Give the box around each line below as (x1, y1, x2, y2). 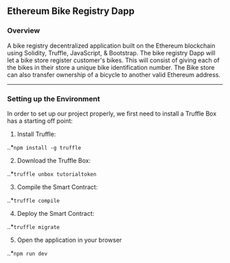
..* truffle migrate (7, 222, 60, 231)
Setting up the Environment (7, 94, 101, 103)
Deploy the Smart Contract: (16, 209, 94, 217)
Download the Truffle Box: (16, 156, 91, 165)
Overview (7, 26, 40, 36)
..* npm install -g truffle (7, 143, 81, 151)
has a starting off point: (7, 116, 73, 125)
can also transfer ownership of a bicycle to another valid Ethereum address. (7, 70, 221, 79)
